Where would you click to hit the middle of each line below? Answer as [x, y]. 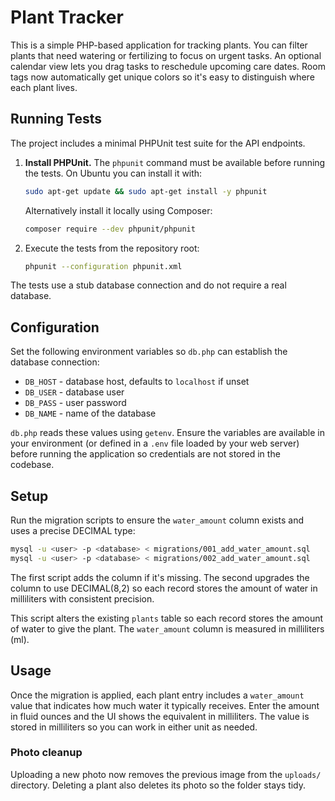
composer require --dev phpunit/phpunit [110, 229]
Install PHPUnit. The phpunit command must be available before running [175, 162]
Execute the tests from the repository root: [112, 248]
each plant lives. [44, 87]
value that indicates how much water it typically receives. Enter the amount [165, 705]
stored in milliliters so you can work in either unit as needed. [134, 727]
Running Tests [56, 119]
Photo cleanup [46, 753]
